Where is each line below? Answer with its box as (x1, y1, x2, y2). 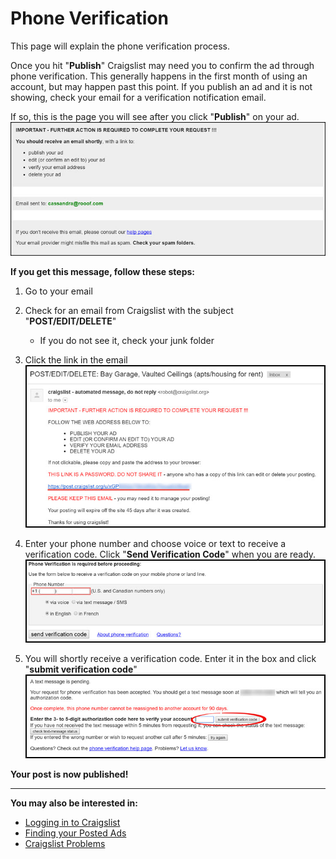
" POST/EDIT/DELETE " (24, 315, 117, 327)
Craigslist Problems (24, 837, 106, 849)
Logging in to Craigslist (24, 816, 121, 828)
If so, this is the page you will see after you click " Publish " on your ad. (10, 110, 300, 122)
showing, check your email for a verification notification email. (10, 91, 267, 103)
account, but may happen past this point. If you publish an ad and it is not (10, 80, 313, 92)
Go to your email (24, 285, 93, 297)
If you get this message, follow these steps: (10, 265, 196, 277)
